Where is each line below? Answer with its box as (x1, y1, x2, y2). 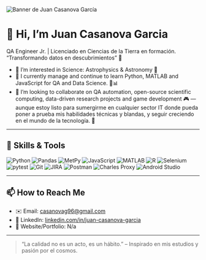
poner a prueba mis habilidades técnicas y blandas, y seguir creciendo (15, 110, 194, 118)
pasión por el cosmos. (21, 247, 78, 254)
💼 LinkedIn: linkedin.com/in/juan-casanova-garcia (15, 216, 141, 223)
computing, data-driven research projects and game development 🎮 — (15, 95, 196, 102)
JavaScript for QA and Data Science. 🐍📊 (15, 79, 118, 86)
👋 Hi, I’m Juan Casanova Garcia (6, 28, 169, 41)
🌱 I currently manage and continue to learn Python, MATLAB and (15, 72, 179, 80)
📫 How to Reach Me (6, 188, 85, 198)
